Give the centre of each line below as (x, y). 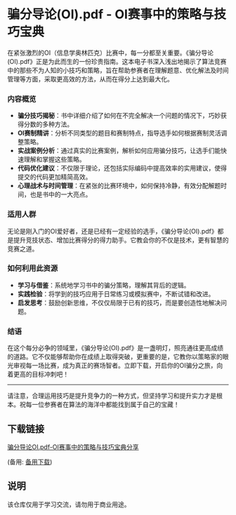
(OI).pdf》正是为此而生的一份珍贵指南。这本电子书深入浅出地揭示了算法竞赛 (117, 61)
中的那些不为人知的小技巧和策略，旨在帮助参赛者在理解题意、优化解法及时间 (118, 70)
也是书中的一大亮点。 (61, 194)
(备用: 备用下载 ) (30, 462)
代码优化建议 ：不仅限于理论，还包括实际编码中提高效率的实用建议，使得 (122, 168)
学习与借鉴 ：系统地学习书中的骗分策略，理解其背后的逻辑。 (104, 285)
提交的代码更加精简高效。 (54, 177)
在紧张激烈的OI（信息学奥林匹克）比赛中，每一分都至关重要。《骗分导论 (111, 53)
